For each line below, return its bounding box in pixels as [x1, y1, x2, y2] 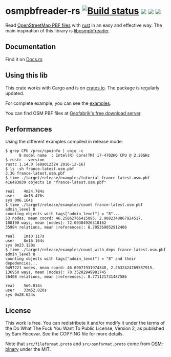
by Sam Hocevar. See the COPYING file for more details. [5, 331, 124, 337]
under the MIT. [19, 346, 51, 352]
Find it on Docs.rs [5, 56, 42, 62]
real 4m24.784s [5, 189, 45, 194]
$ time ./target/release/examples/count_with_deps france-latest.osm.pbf [5, 247, 166, 253]
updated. [5, 90, 25, 96]
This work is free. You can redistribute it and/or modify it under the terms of [5, 320, 165, 326]
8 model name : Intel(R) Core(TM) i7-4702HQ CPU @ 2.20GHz [18, 153, 150, 158]
